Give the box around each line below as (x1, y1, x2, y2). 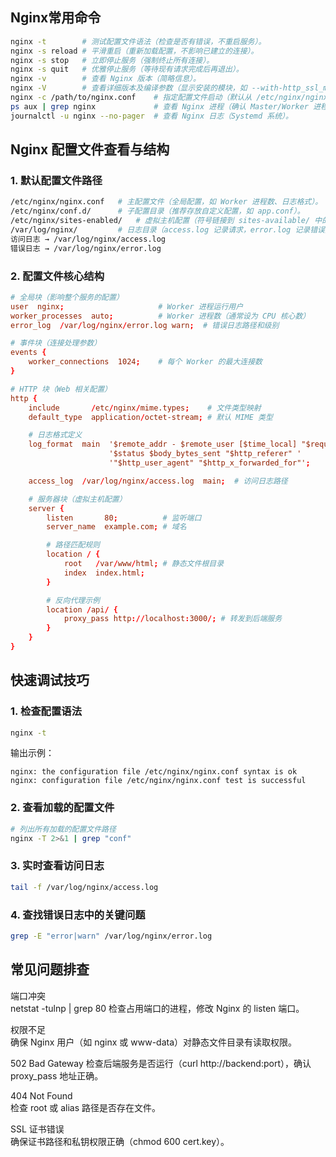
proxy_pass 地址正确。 (10, 1069, 104, 1082)
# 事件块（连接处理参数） (10, 338, 102, 348)
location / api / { (46, 604, 118, 615)
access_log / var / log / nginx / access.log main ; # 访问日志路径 (28, 476, 288, 486)
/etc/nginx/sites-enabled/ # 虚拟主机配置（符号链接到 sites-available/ (10, 216, 311, 226)
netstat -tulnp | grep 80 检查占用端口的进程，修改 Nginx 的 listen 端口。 (10, 1002, 305, 1014)
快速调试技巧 (10, 672, 90, 689)
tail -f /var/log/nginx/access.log (10, 882, 159, 892)
